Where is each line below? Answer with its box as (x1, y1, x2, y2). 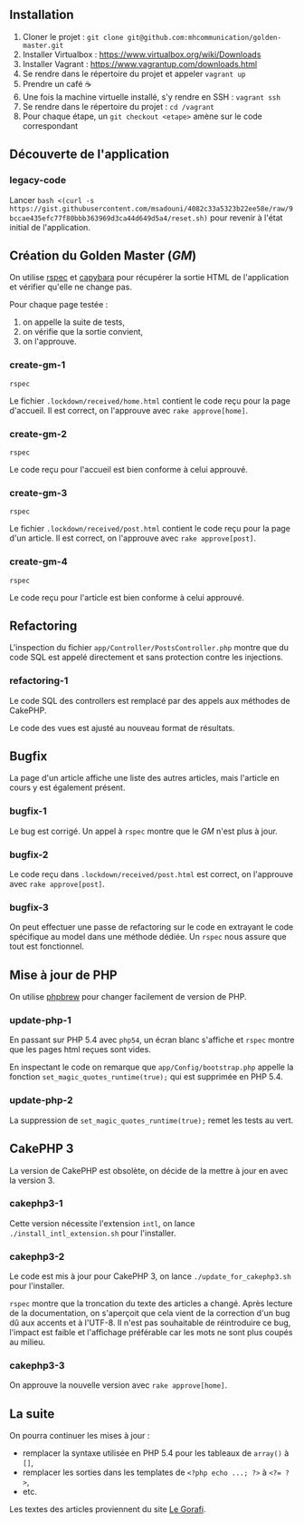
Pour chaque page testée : (9, 299, 109, 310)
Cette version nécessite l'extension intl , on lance (9, 1217, 195, 1228)
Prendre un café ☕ (22, 78, 92, 89)
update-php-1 (9, 1014, 72, 1027)
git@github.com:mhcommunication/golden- (127, 33, 282, 42)
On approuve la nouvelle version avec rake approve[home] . (9, 1380, 228, 1391)
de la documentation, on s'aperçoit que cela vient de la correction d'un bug (9, 1308, 290, 1319)
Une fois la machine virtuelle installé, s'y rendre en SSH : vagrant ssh (22, 91, 280, 103)
